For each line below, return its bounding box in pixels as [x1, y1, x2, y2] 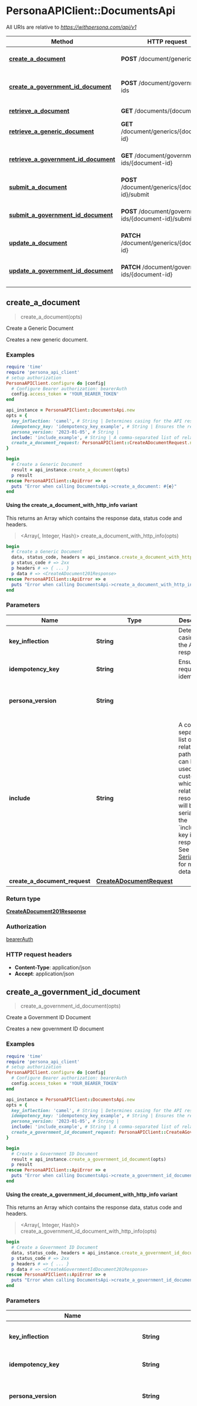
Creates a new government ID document [6, 1025, 104, 1032]
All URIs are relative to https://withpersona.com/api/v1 [6, 23, 137, 31]
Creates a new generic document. [6, 336, 89, 343]
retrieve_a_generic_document [9, 127, 94, 136]
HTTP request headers [6, 951, 72, 959]
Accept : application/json [14, 970, 74, 977]
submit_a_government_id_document [9, 211, 113, 219]
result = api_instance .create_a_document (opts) [11, 467, 130, 473]
